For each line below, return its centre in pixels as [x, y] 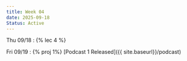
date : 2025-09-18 [28, 18]
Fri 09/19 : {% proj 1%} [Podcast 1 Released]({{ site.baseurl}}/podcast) [94, 52]
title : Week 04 [25, 12]
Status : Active [25, 23]
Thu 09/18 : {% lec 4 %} [36, 40]
